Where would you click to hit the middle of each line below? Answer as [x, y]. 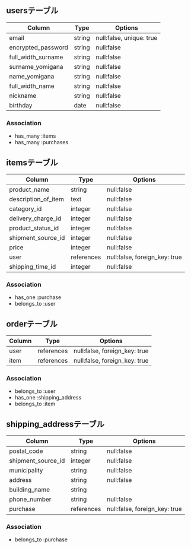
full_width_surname [36, 57]
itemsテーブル [32, 162]
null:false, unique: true [127, 37]
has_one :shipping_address [48, 398]
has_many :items [35, 136]
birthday [21, 105]
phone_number [30, 499]
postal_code [26, 451]
